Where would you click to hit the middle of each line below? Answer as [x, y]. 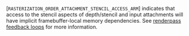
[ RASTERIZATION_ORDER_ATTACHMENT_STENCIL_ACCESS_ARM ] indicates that [91, 8]
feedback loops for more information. [52, 27]
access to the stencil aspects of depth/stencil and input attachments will [94, 15]
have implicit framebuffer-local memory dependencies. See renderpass [94, 21]
